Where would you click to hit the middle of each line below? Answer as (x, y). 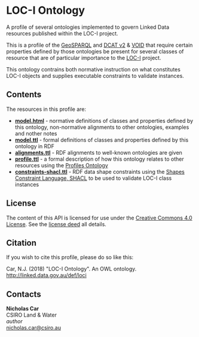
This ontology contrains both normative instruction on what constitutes (94, 69)
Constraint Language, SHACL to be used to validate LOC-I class (93, 178)
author (14, 321)
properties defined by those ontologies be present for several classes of (95, 51)
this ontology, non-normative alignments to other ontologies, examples (102, 127)
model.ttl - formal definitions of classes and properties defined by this (102, 140)
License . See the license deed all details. (56, 224)
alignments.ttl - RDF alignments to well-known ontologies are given (98, 152)
